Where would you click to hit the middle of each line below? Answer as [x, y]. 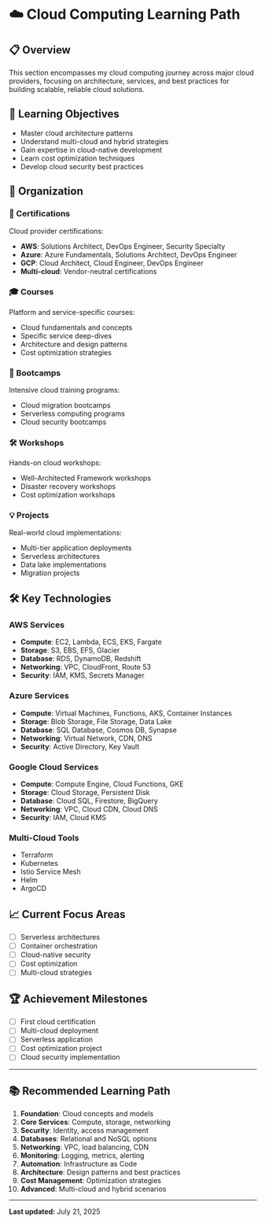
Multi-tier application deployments [76, 548]
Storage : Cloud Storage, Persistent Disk [85, 792]
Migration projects [50, 573]
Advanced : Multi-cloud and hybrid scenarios [93, 1189]
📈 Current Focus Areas [67, 914]
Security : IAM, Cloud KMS [63, 817]
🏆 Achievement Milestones [78, 998]
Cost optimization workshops [68, 495]
